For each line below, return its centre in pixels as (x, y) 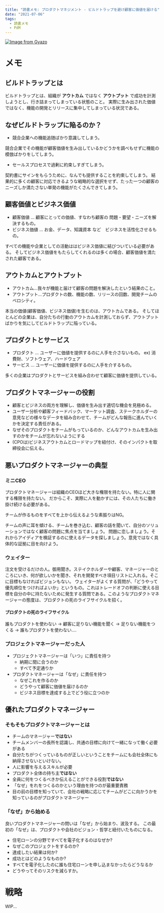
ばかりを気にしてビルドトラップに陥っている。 (52, 323)
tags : (11, 19)
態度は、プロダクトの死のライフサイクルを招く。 (75, 600)
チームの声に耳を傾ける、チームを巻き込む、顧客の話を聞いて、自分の (76, 525)
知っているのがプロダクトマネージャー (51, 798)
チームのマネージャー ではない (42, 736)
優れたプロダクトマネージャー (50, 710)
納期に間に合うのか (39, 662)
